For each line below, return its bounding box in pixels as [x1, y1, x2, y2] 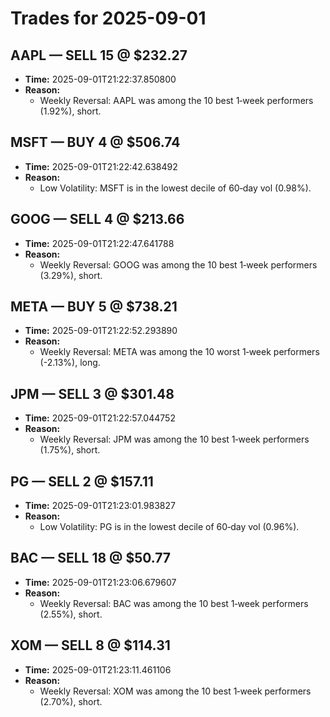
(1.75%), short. [39, 444, 101, 456]
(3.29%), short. [39, 269, 103, 281]
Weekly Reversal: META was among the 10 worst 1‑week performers [39, 346, 320, 358]
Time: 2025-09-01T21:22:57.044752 [24, 412, 176, 424]
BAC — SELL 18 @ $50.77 [10, 550, 172, 567]
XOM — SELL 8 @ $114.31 [10, 637, 171, 654]
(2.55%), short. [39, 608, 103, 620]
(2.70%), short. [39, 695, 103, 707]
